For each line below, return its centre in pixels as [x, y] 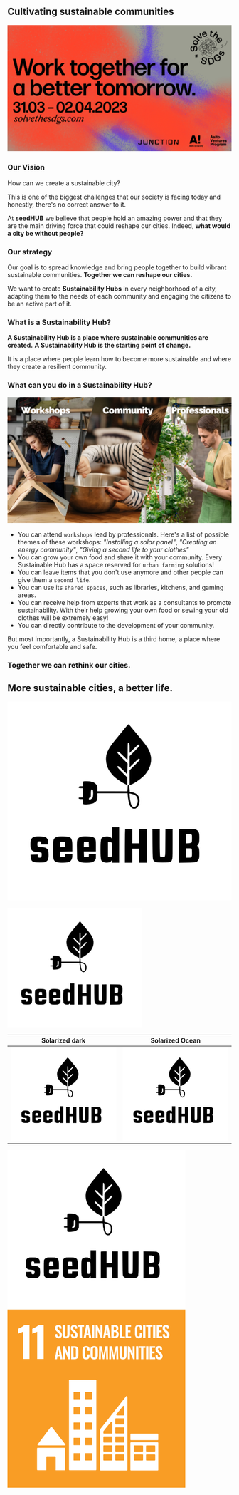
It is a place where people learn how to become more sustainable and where [119, 359]
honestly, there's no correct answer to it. [67, 204]
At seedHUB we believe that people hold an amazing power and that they [115, 218]
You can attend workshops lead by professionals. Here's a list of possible [123, 534]
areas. [27, 595]
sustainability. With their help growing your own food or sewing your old [123, 610]
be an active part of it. [40, 304]
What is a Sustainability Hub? [59, 322]
